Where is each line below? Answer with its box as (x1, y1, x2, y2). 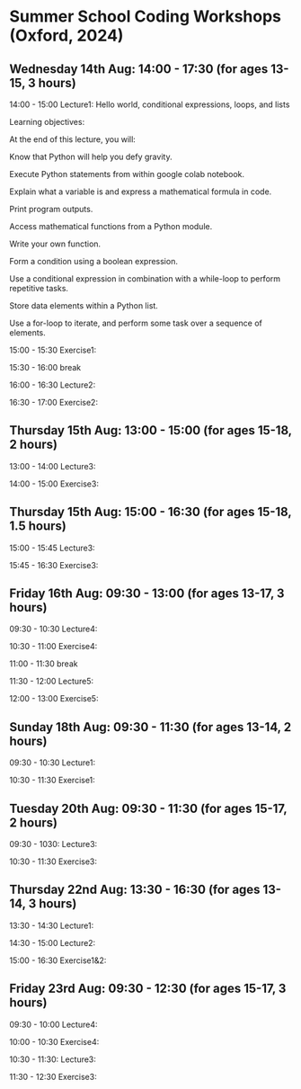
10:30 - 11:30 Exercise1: (9, 775, 96, 786)
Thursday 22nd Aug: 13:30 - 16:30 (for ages (9, 882, 261, 897)
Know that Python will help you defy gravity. (9, 151, 173, 162)
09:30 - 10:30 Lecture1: (9, 757, 96, 768)
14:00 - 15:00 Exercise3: (9, 478, 99, 489)
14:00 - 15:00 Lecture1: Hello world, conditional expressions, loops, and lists (9, 99, 290, 110)
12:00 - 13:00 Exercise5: (9, 693, 99, 704)
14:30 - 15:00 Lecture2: (9, 937, 96, 948)
